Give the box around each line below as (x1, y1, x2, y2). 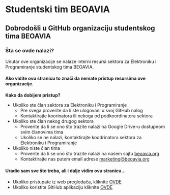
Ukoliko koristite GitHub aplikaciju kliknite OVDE (12, 184, 113, 190)
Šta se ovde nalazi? (5, 47, 54, 54)
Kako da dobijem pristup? (5, 92, 61, 99)
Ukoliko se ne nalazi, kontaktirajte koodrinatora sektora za (20, 135, 142, 141)
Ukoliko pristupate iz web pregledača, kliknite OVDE (12, 179, 122, 185)
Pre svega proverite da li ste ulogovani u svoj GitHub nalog (20, 108, 144, 114)
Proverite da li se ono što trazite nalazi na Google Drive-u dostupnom (20, 123, 165, 130)
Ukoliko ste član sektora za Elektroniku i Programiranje (12, 102, 127, 108)
